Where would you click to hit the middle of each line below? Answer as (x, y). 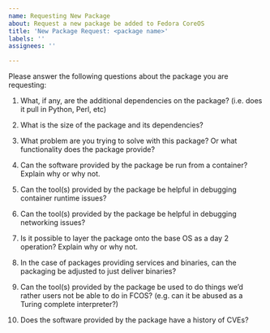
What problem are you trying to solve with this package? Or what (129, 141)
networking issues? (53, 223)
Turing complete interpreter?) (69, 305)
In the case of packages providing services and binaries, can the (128, 263)
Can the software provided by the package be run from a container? (134, 165)
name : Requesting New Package (60, 16)
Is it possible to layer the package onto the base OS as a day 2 (124, 238)
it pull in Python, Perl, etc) (63, 110)
